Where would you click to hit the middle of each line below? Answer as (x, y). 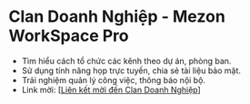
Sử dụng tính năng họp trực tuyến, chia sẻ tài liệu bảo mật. (131, 71)
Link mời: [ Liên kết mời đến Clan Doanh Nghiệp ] (111, 90)
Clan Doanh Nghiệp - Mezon (117, 17)
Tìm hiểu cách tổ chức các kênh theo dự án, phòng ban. (126, 61)
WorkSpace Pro (69, 36)
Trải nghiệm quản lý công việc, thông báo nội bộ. (114, 80)
